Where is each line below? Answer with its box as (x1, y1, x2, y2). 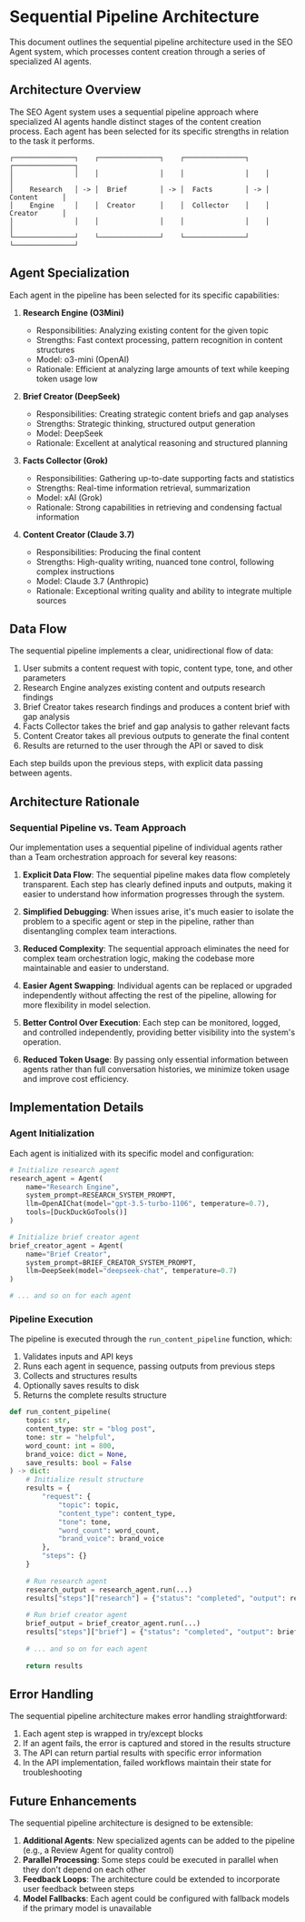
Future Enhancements (9, 1793, 138, 1808)
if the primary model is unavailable (22, 1903, 152, 1914)
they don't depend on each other (22, 1864, 147, 1876)
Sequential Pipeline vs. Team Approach (9, 821, 187, 834)
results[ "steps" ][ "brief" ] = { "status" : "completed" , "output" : (25, 1627, 274, 1637)
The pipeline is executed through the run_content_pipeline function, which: (9, 1333, 292, 1344)
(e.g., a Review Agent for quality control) (22, 1845, 174, 1856)
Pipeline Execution (9, 1312, 93, 1325)
